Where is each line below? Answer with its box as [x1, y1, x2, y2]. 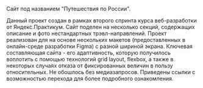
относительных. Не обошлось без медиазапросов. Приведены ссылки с [6, 69, 196, 75]
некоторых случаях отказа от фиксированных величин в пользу [6, 62, 173, 69]
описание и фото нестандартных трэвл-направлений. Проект [6, 30, 167, 37]
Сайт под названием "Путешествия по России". [6, 5, 131, 12]
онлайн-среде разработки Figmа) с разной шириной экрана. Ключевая [6, 42, 193, 50]
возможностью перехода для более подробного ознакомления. [6, 75, 174, 82]
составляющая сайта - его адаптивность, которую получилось [6, 49, 171, 56]
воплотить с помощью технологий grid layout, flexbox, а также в [6, 56, 174, 63]
